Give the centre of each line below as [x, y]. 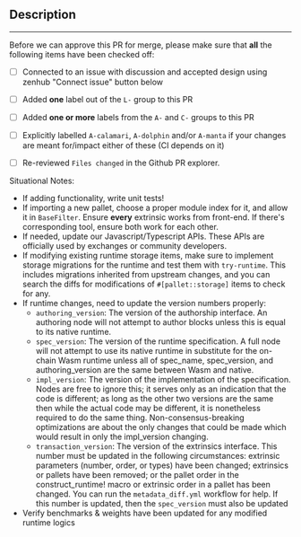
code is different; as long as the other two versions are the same [155, 399]
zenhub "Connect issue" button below [93, 82]
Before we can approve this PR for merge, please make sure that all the [141, 45]
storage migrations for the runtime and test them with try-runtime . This [154, 265]
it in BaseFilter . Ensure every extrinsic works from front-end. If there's [153, 217]
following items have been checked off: [82, 54]
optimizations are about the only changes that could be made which [161, 427]
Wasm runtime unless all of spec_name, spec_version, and [165, 361]
